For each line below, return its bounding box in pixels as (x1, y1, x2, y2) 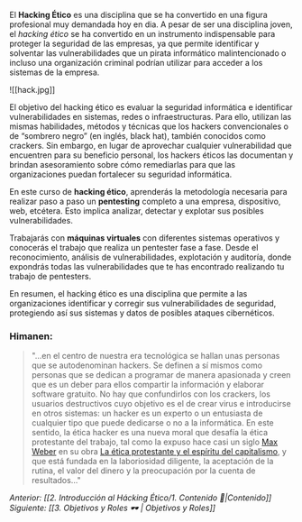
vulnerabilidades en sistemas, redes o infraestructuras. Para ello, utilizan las (9, 112, 292, 122)
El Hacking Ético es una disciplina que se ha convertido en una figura (9, 10, 268, 20)
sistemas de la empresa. (9, 67, 100, 78)
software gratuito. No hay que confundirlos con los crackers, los (31, 389, 271, 399)
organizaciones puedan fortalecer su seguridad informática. (9, 169, 233, 179)
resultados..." (31, 475, 81, 486)
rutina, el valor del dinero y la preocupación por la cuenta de (31, 465, 256, 476)
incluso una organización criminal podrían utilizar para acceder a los (9, 58, 263, 68)
